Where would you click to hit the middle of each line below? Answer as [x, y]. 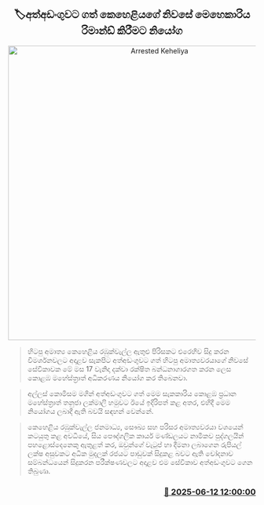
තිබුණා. [39, 470]
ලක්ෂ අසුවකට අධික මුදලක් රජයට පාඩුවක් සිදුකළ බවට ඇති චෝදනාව [130, 453]
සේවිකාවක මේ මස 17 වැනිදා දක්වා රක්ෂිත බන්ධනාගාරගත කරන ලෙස [129, 368]
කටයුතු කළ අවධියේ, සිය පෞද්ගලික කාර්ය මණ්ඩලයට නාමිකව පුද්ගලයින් [136, 435]
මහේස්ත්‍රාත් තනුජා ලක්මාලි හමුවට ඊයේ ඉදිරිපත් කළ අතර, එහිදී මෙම [129, 402]
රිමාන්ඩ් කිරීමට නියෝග [132, 31]
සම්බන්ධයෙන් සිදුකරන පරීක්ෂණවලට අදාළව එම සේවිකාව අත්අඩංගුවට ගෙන [140, 462]
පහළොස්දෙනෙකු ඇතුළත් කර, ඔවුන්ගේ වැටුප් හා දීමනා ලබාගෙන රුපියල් [134, 445]
